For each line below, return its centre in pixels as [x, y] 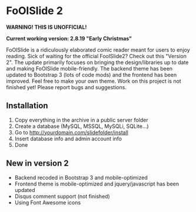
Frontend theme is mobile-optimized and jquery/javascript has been [97, 184]
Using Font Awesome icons [48, 202]
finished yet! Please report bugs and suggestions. [66, 87]
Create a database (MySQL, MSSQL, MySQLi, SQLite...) [82, 126]
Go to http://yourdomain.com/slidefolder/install [71, 132]
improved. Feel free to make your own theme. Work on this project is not [94, 81]
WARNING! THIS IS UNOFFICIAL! [46, 27]
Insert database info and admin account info [68, 139]
